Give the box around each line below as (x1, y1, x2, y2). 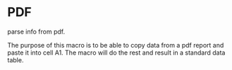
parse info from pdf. (7, 27, 66, 36)
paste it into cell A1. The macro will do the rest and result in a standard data (7, 48, 226, 57)
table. (7, 55, 24, 64)
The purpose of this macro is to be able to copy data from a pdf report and (7, 41, 224, 49)
